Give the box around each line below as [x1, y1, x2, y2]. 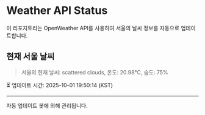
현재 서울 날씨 [6, 51, 55, 62]
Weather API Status [6, 4, 108, 18]
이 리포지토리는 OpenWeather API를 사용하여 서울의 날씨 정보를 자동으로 [6, 24, 180, 31]
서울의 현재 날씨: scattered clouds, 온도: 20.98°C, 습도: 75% [21, 68, 169, 76]
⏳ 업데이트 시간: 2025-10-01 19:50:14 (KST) [6, 81, 113, 88]
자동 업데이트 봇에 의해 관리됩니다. [6, 102, 88, 109]
